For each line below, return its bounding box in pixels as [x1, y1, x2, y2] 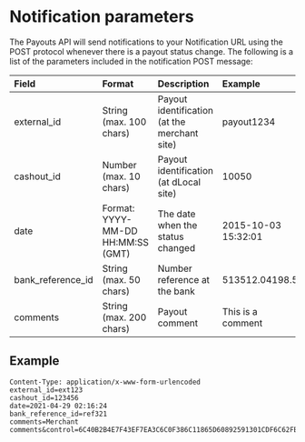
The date [157, 207, 196, 220]
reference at [157, 273, 211, 286]
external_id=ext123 [9, 385, 84, 395]
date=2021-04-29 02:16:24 [9, 401, 107, 410]
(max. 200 [102, 311, 147, 324]
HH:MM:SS [102, 236, 150, 248]
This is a [221, 305, 259, 317]
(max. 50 [102, 273, 141, 286]
